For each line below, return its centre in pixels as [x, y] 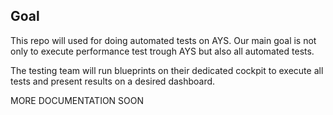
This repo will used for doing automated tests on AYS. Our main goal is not [163, 40]
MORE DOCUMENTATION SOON [77, 100]
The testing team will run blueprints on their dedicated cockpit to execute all [167, 70]
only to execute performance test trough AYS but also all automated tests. [162, 51]
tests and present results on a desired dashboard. [113, 81]
